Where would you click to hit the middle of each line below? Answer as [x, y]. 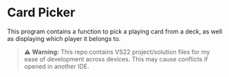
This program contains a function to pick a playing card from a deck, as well [115, 31]
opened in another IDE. [56, 66]
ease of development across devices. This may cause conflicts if [116, 59]
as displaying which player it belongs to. [64, 38]
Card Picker [41, 13]
